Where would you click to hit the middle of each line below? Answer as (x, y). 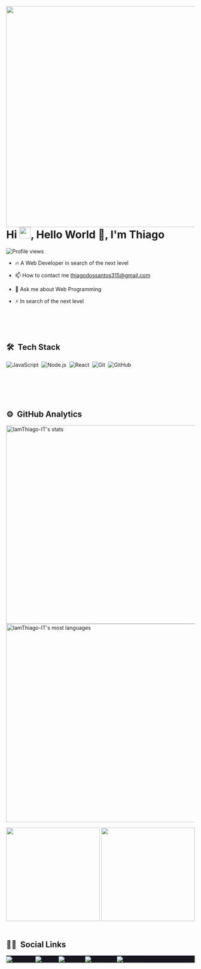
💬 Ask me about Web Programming (58, 289)
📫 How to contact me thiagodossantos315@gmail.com (83, 275)
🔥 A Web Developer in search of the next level (71, 262)
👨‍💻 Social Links (36, 944)
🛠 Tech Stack (33, 347)
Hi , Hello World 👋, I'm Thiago (86, 235)
